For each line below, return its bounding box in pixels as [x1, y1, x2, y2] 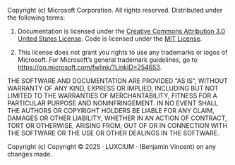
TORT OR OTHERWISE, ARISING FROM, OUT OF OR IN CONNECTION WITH [7, 121, 228, 129]
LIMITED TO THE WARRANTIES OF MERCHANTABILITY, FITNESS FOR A [7, 91, 217, 100]
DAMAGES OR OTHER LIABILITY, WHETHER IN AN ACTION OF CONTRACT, [7, 114, 227, 122]
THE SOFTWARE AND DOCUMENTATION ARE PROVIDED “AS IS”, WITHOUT [7, 77, 228, 85]
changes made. [7, 150, 53, 158]
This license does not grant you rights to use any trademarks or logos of [17, 48, 228, 56]
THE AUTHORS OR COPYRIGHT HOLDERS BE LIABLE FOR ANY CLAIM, [7, 107, 215, 114]
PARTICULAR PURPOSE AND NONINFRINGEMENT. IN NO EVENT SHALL [7, 99, 219, 107]
